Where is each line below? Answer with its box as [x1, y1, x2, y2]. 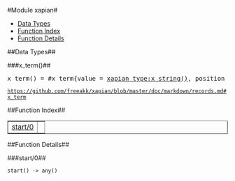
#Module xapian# [7, 6, 58, 14]
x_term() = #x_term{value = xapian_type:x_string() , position [7, 74, 225, 82]
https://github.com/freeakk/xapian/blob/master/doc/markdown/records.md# [7, 88, 227, 95]
